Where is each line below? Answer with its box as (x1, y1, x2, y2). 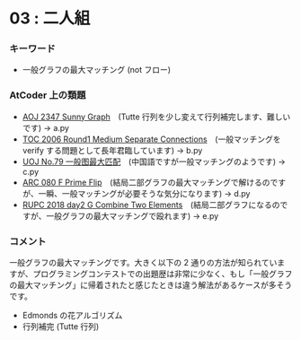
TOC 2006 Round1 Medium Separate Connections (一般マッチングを (22, 134, 281, 144)
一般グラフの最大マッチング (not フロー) (22, 65, 172, 75)
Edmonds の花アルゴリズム (22, 310, 123, 321)
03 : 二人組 (9, 8, 91, 29)
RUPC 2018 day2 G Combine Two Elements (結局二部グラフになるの (22, 199, 280, 210)
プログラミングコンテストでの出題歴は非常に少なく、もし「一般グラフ (32, 268, 293, 279)
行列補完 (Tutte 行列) (22, 321, 100, 332)
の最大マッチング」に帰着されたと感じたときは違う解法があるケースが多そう (9, 280, 293, 291)
